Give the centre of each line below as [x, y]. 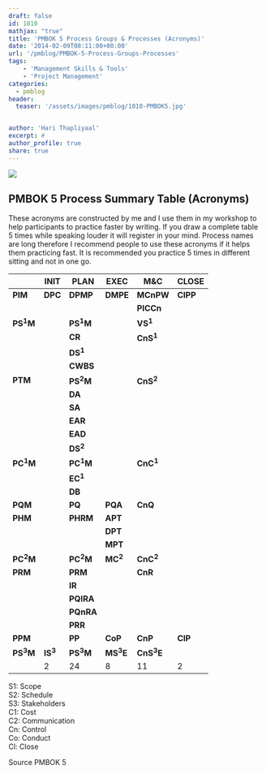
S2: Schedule [31, 695]
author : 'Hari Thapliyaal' [54, 128]
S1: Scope [25, 686]
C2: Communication [42, 721]
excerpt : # [27, 136]
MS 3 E [116, 652]
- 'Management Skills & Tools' [76, 69]
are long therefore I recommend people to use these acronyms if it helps [129, 244]
